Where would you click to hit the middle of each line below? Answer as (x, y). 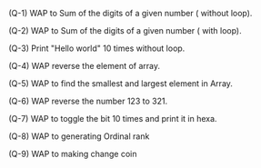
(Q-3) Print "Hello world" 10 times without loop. (97, 48)
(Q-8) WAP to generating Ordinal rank (79, 136)
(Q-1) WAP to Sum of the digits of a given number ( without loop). (130, 13)
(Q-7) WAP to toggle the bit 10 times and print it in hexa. (113, 119)
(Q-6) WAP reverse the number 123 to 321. (88, 101)
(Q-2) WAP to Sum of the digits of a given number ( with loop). (125, 30)
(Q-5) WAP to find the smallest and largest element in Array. (121, 84)
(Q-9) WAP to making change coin (73, 154)
